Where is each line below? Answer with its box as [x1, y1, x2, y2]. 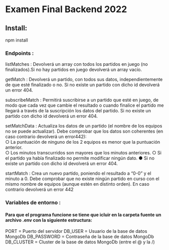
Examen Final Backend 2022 [5, 4, 128, 15]
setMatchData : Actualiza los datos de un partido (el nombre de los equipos [5, 123, 162, 129]
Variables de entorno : [5, 199, 61, 206]
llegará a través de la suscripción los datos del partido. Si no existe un [5, 108, 151, 114]
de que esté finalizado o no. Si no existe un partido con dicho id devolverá [5, 82, 160, 88]
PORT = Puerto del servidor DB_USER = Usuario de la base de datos [5, 228, 148, 234]
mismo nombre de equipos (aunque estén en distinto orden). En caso [5, 181, 150, 187]
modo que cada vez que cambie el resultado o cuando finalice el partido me [5, 102, 164, 108]
